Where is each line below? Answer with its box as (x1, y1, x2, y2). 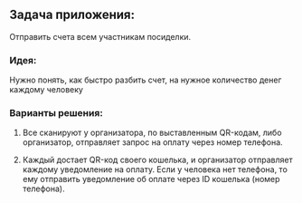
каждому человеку (9, 84, 84, 95)
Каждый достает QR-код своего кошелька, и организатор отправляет (22, 154, 293, 166)
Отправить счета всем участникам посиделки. (9, 31, 192, 42)
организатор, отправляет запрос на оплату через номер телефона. (22, 137, 283, 148)
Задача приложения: (9, 7, 136, 23)
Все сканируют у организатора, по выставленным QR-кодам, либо (22, 127, 282, 139)
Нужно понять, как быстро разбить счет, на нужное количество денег (9, 74, 282, 85)
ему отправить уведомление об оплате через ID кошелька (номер (22, 174, 280, 185)
